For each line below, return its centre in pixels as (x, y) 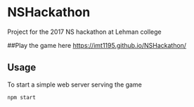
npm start (22, 97)
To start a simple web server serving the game (75, 84)
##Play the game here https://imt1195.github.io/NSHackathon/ (97, 45)
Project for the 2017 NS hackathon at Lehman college (84, 32)
